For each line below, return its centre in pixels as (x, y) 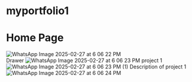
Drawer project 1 (84, 61)
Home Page (35, 38)
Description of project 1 (158, 67)
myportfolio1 (38, 11)
